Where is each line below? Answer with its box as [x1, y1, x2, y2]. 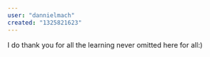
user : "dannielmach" [7, 11, 76, 20]
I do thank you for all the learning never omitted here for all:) [7, 40, 203, 49]
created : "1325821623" [7, 19, 82, 27]
